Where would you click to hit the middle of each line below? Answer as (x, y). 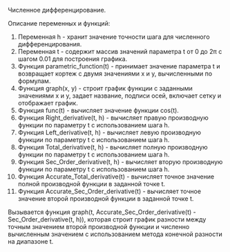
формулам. (34, 81)
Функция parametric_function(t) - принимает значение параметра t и (119, 66)
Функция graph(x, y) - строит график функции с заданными (105, 88)
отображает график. (48, 103)
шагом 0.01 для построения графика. (73, 59)
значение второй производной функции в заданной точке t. (106, 199)
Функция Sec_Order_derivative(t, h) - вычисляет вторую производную (120, 162)
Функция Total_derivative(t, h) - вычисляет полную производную (113, 147)
